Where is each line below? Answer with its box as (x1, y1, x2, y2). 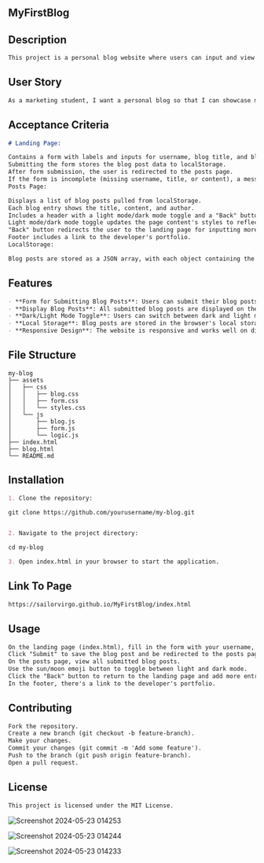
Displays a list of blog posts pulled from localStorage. (8, 197, 202, 205)
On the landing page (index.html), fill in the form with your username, (8, 643, 255, 651)
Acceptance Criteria (8, 118, 109, 132)
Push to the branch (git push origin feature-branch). (8, 751, 192, 760)
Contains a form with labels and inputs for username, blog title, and (8, 153, 247, 161)
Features (8, 277, 53, 290)
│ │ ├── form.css (8, 396, 79, 404)
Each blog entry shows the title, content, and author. (8, 204, 195, 212)
